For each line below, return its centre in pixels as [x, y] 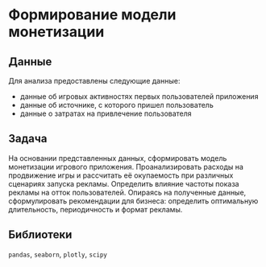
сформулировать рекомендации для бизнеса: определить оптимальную [133, 201]
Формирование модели [92, 15]
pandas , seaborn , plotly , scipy [58, 254]
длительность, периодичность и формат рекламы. [96, 209]
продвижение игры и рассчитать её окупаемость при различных [121, 175]
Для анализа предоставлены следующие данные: [94, 81]
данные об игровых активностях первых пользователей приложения [139, 97]
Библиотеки [40, 235]
